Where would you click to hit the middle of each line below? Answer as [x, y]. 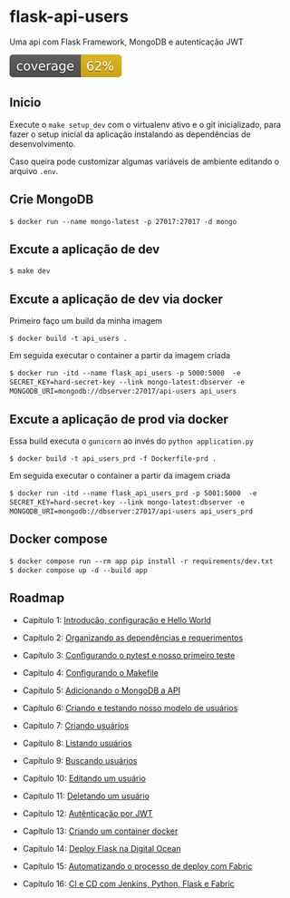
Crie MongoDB [52, 200]
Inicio [25, 103]
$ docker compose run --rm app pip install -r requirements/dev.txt [141, 561]
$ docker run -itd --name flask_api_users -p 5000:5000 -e [126, 374]
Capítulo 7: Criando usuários [76, 725]
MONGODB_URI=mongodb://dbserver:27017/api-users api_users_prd [131, 512]
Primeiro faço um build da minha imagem [86, 321]
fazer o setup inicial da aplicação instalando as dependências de [130, 134]
